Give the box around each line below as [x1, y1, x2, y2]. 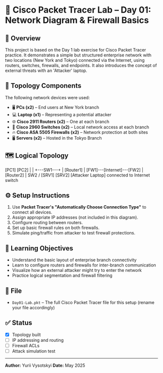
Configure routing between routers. [12, 220, 83, 226]
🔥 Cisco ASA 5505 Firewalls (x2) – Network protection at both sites [12, 129, 148, 135]
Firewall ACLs [12, 343, 40, 348]
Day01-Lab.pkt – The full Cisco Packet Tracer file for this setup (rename [12, 300, 155, 305]
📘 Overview [5, 34, 41, 42]
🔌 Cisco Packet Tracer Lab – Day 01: [5, 4, 151, 16]
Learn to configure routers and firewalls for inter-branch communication [12, 262, 156, 268]
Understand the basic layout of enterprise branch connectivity [12, 257, 137, 263]
